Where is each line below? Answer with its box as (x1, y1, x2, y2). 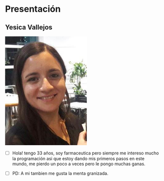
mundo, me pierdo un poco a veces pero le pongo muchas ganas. (12, 161, 146, 167)
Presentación (5, 3, 61, 15)
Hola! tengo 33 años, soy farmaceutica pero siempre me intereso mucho (12, 150, 159, 156)
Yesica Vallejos (5, 23, 53, 31)
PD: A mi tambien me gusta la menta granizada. (12, 171, 109, 177)
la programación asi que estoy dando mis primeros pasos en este (12, 156, 145, 162)
